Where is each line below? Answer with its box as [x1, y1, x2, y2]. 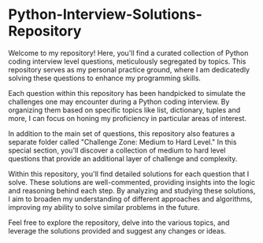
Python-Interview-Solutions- [8, 6, 203, 24]
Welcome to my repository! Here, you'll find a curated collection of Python [8, 48, 249, 57]
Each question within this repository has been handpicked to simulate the [8, 88, 246, 98]
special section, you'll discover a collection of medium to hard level [8, 145, 226, 155]
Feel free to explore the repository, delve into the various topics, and [8, 218, 230, 227]
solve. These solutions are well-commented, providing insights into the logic [8, 177, 256, 186]
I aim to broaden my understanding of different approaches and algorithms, [8, 194, 253, 204]
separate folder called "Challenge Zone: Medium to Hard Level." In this [8, 137, 237, 146]
